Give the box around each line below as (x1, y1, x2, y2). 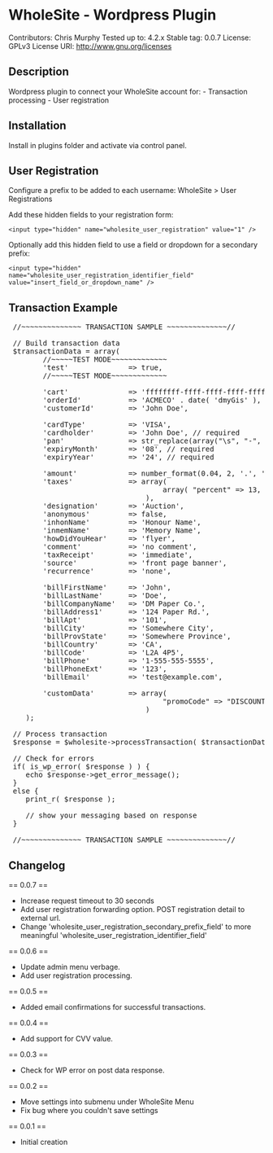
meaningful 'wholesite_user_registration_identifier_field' (19, 931, 207, 940)
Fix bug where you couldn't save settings (19, 1106, 158, 1115)
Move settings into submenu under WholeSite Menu (19, 1097, 194, 1107)
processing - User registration (8, 95, 110, 105)
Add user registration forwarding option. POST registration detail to (19, 905, 245, 914)
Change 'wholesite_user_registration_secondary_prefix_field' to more (19, 922, 252, 932)
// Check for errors (12, 754, 95, 763)
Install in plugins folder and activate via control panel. (8, 140, 187, 150)
